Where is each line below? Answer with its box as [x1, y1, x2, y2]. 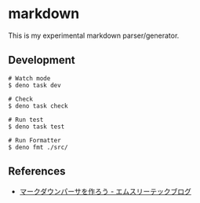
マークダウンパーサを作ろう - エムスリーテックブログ [19, 186, 192, 196]
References [8, 164, 66, 178]
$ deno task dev [8, 81, 61, 89]
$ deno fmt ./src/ [8, 143, 68, 151]
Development [8, 54, 76, 67]
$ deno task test [8, 123, 65, 131]
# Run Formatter [8, 136, 61, 144]
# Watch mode [8, 74, 51, 83]
